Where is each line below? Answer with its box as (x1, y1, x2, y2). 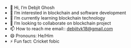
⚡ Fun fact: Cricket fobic (9, 38, 60, 44)
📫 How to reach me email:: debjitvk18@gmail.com (9, 26, 113, 31)
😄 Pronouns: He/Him (9, 33, 54, 39)
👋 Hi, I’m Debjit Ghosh (9, 5, 55, 10)
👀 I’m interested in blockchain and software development (9, 10, 127, 16)
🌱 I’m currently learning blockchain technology (9, 15, 106, 21)
